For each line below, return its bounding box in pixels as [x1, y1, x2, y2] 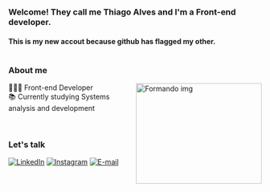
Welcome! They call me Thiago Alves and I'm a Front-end [8, 6, 236, 18]
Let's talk [8, 139, 46, 150]
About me [8, 64, 48, 76]
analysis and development [8, 104, 95, 113]
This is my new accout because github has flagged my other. [8, 36, 216, 46]
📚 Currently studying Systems [8, 92, 110, 102]
